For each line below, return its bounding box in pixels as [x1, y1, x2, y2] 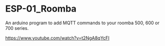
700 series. [5, 25, 29, 31]
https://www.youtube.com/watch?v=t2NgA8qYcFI [5, 35, 110, 41]
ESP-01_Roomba [5, 3, 77, 15]
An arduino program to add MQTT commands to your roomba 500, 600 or [5, 20, 160, 26]
